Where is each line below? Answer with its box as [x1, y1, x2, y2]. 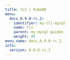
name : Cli [14, 25, 34, 30]
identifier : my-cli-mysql [14, 20, 66, 26]
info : [5, 43, 16, 48]
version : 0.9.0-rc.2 [9, 47, 51, 52]
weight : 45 [14, 34, 36, 39]
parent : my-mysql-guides [14, 30, 64, 34]
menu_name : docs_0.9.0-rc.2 [5, 39, 62, 44]
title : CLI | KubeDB [5, 7, 47, 12]
